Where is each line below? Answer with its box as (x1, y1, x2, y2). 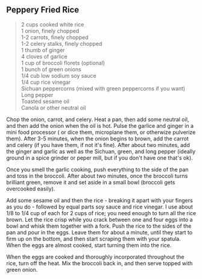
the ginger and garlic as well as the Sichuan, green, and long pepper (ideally (6, 148, 196, 155)
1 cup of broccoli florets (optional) (21, 59, 106, 66)
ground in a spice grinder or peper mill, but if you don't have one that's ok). (6, 154, 193, 161)
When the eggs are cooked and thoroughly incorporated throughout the (6, 253, 185, 260)
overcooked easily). (6, 185, 55, 192)
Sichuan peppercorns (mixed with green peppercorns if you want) (21, 84, 186, 92)
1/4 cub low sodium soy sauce (21, 72, 96, 79)
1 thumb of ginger (21, 46, 65, 54)
